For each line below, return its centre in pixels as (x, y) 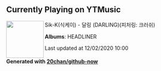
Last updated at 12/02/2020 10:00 (86, 48)
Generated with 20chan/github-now (52, 62)
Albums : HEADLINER (71, 36)
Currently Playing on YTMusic (63, 10)
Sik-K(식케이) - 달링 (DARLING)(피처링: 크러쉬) (100, 25)
